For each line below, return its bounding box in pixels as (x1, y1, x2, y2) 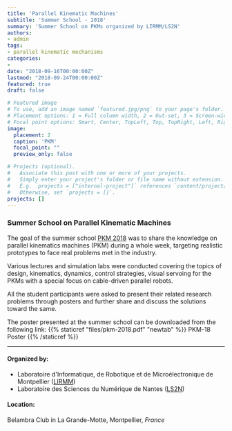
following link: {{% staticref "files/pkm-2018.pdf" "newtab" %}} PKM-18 (7, 325, 211, 333)
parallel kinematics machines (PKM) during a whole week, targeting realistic (7, 241, 223, 249)
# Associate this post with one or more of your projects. (7, 170, 187, 177)
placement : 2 (13, 132, 51, 139)
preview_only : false (13, 151, 72, 158)
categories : (7, 55, 41, 62)
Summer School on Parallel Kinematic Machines (7, 218, 171, 228)
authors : (7, 29, 32, 37)
